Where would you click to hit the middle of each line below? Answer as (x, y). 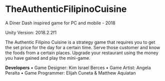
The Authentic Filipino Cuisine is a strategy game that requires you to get (80, 42)
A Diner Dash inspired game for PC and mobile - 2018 (60, 23)
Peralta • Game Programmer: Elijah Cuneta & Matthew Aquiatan (70, 73)
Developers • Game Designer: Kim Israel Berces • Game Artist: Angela (78, 68)
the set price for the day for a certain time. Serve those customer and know (83, 47)
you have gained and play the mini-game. (48, 58)
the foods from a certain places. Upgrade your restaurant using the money (82, 53)
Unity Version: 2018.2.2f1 (31, 32)
